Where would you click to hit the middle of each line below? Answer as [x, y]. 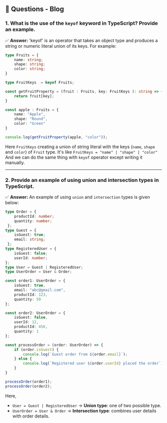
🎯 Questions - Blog [35, 9]
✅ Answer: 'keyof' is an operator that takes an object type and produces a [82, 40]
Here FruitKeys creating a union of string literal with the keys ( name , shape [80, 147]
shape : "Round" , [31, 119]
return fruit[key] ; [34, 96]
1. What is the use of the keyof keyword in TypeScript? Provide [82, 23]
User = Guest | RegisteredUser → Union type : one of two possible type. [87, 405]
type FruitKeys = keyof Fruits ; [40, 83]
